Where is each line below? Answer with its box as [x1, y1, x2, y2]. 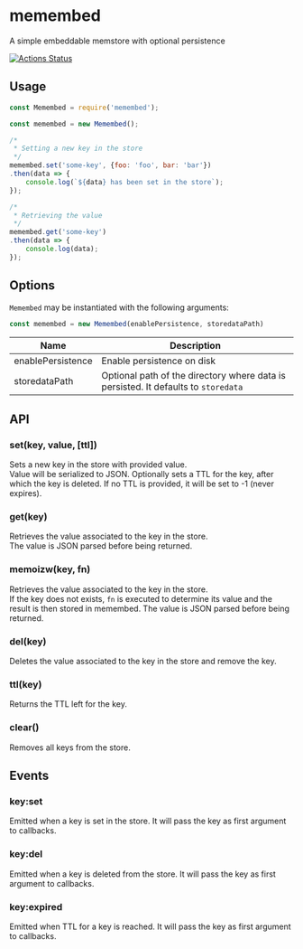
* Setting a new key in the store [13, 144, 143, 154]
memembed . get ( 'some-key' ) [9, 228, 106, 237]
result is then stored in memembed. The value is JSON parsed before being [9, 603, 290, 614]
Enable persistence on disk [101, 354, 216, 367]
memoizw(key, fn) [9, 563, 91, 576]
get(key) [9, 511, 48, 523]
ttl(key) [9, 678, 42, 691]
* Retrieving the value [13, 211, 103, 220]
